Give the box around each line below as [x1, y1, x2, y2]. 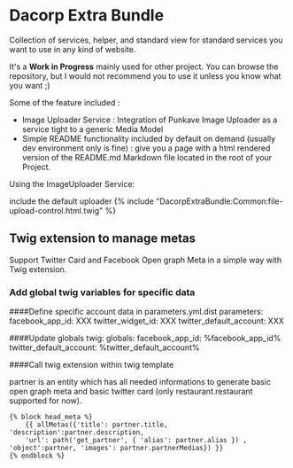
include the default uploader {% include [9, 196, 155, 207]
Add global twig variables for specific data [9, 285, 196, 298]
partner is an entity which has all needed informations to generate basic [9, 377, 272, 387]
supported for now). [9, 395, 82, 406]
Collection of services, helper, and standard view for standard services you [9, 35, 283, 45]
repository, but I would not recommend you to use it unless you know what [9, 70, 281, 81]
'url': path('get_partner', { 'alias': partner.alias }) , [25, 436, 248, 445]
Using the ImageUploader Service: [9, 178, 135, 189]
